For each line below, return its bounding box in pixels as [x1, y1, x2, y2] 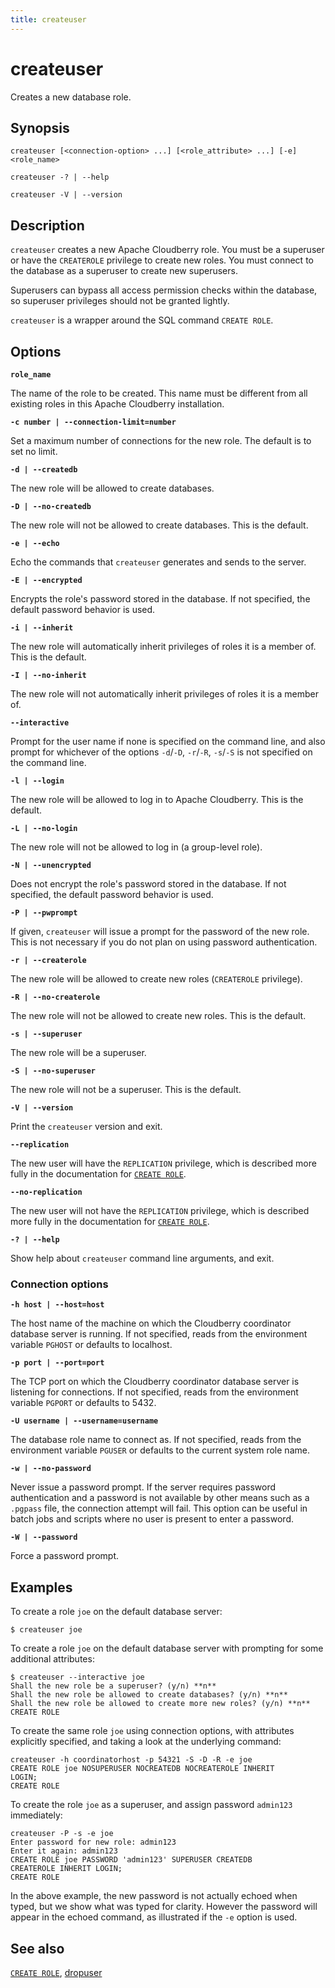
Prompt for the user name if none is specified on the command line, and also [10, 736, 326, 747]
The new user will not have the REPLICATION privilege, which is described [10, 1205, 310, 1216]
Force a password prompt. [10, 1550, 119, 1562]
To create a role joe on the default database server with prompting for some [10, 1642, 324, 1655]
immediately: [10, 1809, 63, 1821]
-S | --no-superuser [10, 1066, 97, 1076]
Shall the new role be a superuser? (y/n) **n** [10, 1681, 217, 1691]
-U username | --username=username [10, 1416, 159, 1426]
